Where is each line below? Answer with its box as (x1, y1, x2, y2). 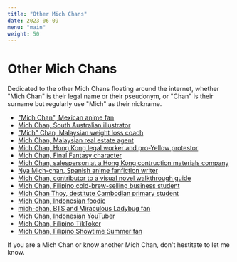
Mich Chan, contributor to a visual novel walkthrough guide (17, 174, 191, 182)
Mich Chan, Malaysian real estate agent (17, 136, 134, 145)
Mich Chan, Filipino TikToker (17, 219, 102, 228)
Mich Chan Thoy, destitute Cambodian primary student (17, 189, 179, 198)
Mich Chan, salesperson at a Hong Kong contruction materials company (17, 159, 229, 167)
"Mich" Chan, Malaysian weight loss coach (17, 129, 144, 137)
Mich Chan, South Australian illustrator (17, 121, 131, 130)
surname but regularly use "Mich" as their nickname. (7, 100, 162, 108)
